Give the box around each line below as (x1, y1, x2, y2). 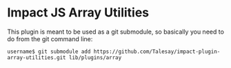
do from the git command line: (7, 34, 93, 43)
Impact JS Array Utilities (7, 5, 150, 21)
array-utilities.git (7, 54, 67, 61)
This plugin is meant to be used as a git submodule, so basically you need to (7, 27, 224, 36)
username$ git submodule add (7, 48, 91, 55)
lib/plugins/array (68, 54, 122, 61)
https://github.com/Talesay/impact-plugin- (93, 48, 221, 55)
